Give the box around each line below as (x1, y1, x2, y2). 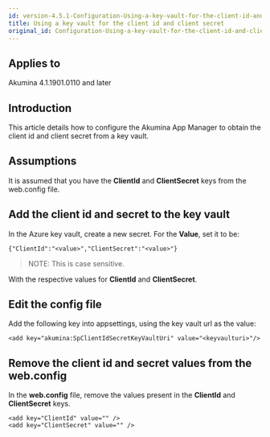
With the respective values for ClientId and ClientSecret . (8, 274, 198, 284)
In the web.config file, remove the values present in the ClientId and (8, 390, 235, 400)
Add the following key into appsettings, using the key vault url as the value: (8, 319, 256, 328)
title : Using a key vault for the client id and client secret (8, 19, 225, 27)
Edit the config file (8, 298, 102, 311)
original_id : (8, 27, 52, 35)
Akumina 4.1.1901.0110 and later (8, 78, 112, 88)
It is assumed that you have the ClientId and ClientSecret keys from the (8, 175, 247, 185)
